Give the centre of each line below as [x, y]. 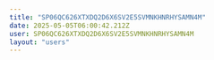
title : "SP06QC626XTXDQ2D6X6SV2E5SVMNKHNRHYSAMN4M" [107, 17]
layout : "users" [39, 42]
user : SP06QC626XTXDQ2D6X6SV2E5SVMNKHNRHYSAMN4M [102, 34]
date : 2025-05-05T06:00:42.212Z [69, 26]
